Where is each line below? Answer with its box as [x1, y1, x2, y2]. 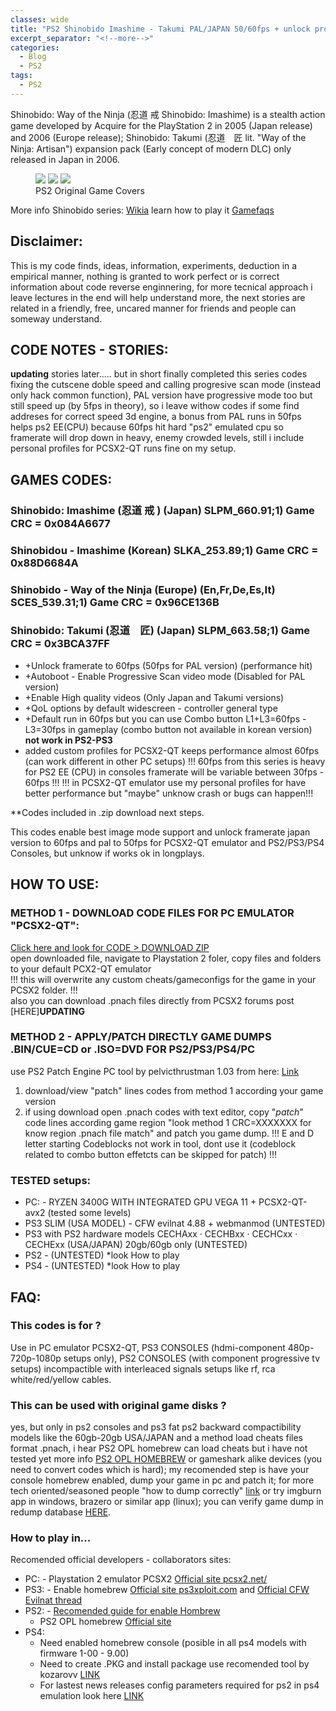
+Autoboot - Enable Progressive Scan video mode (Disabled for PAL [24, 670, 306, 682]
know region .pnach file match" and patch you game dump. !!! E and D [24, 1127, 315, 1139]
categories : [10, 42, 60, 53]
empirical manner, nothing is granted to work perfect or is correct [10, 270, 280, 282]
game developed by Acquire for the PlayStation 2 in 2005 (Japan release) [10, 119, 313, 131]
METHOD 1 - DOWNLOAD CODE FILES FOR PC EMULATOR [10, 906, 295, 920]
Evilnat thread [24, 1594, 83, 1606]
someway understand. [10, 312, 103, 325]
